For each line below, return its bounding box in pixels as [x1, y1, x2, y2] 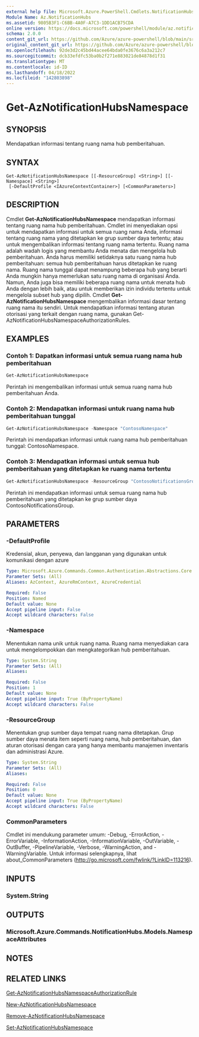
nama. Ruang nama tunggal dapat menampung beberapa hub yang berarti [6, 266, 187, 273]
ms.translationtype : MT [6, 58, 65, 64]
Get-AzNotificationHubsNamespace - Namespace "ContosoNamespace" [6, 425, 168, 431]
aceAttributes [6, 935, 47, 943]
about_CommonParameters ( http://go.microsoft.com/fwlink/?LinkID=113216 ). [6, 856, 193, 863]
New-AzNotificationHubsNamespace [6, 1001, 97, 1008]
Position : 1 [6, 685, 36, 691]
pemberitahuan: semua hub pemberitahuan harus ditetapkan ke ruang [6, 259, 177, 267]
